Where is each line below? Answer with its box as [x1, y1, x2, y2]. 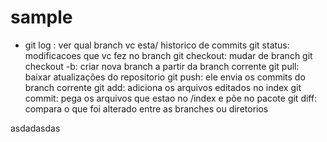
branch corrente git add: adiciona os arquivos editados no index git [24, 81, 302, 93]
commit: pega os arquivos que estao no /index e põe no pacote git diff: [24, 92, 318, 104]
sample [10, 6, 73, 29]
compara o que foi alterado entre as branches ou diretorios [24, 102, 269, 115]
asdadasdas [10, 122, 61, 134]
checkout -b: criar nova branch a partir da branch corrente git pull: [24, 60, 300, 72]
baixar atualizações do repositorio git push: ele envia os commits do [24, 71, 306, 83]
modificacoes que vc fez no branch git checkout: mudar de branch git [24, 49, 313, 61]
